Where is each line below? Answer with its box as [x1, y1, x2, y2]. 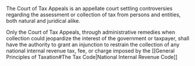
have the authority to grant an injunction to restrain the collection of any [6, 41, 180, 48]
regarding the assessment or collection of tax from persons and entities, [6, 11, 181, 18]
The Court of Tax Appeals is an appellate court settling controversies [6, 5, 173, 12]
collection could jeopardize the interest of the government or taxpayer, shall [6, 35, 190, 41]
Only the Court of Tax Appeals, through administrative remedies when [6, 29, 175, 36]
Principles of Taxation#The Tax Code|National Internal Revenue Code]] [6, 54, 178, 60]
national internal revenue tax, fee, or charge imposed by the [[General [6, 47, 175, 54]
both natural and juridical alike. [6, 18, 80, 24]
